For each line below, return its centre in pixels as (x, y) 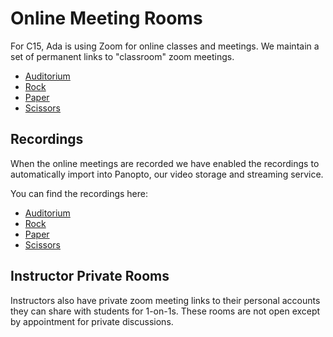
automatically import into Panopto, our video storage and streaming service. (167, 174)
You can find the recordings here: (79, 193)
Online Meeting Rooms (106, 18)
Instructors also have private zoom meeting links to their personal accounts (165, 300)
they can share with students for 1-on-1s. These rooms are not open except (165, 311)
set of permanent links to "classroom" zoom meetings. (122, 56)
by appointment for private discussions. (92, 321)
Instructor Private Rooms (90, 276)
